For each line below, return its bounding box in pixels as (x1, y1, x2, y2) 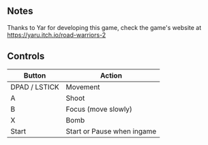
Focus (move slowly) (65, 104, 133, 114)
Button (23, 71, 46, 80)
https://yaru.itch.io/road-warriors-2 (7, 31, 106, 39)
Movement (65, 82, 100, 91)
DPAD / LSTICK (10, 82, 59, 91)
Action (100, 71, 123, 80)
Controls (7, 50, 45, 62)
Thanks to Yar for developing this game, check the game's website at (7, 23, 202, 31)
